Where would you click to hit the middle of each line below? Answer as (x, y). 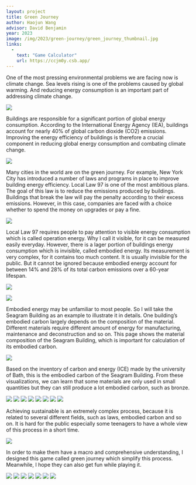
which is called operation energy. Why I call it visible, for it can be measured (98, 238)
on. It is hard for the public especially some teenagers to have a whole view (97, 423)
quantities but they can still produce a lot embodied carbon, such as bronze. (98, 388)
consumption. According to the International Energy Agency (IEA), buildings (97, 124)
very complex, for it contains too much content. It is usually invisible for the (97, 257)
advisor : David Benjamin (36, 28)
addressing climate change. (39, 96)
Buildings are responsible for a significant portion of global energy (86, 119)
